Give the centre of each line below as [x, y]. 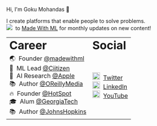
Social [109, 45]
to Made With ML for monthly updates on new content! [83, 28]
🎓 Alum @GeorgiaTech [44, 101]
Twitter [113, 77]
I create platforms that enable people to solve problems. [76, 21]
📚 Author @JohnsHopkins [48, 112]
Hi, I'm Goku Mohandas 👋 [38, 9]
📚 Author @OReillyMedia [46, 83]
